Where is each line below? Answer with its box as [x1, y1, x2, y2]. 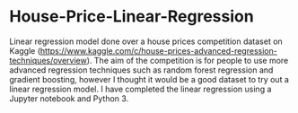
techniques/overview [9, 55, 87, 65]
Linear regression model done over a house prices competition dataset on [9, 36, 283, 47]
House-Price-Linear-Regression [9, 6, 254, 27]
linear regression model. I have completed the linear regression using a [9, 83, 272, 94]
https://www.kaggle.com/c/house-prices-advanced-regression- [39, 45, 278, 56]
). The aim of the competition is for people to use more [86, 55, 289, 65]
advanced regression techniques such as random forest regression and [9, 65, 274, 75]
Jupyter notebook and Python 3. [9, 92, 129, 104]
